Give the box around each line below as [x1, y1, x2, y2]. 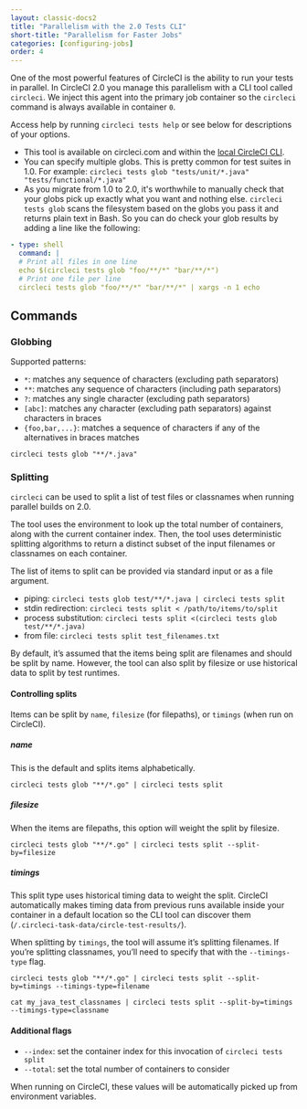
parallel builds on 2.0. [10, 502, 91, 512]
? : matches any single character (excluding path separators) [23, 394, 250, 405]
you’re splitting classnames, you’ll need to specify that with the [10, 946, 248, 957]
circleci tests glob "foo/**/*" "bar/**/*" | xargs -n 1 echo [18, 282, 260, 292]
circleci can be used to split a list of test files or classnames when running [10, 491, 295, 502]
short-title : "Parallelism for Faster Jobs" [10, 30, 183, 39]
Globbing [10, 335, 53, 348]
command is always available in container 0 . [10, 101, 176, 112]
